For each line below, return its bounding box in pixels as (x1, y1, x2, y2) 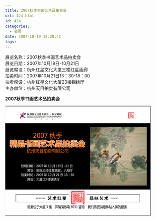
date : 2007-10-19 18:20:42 (5, 34, 61, 39)
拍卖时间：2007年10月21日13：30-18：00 (5, 72, 90, 79)
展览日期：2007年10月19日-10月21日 (5, 60, 79, 66)
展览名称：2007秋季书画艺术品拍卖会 (5, 54, 81, 60)
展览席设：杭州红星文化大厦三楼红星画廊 (5, 66, 88, 72)
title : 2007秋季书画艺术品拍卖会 (5, 8, 67, 13)
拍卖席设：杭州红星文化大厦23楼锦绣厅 (5, 79, 85, 85)
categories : (5, 24, 30, 29)
